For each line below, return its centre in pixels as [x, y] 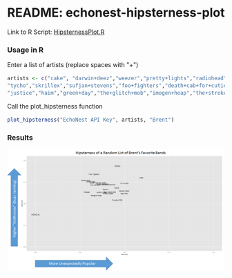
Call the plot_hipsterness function [55, 106]
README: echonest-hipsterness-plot [116, 13]
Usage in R [25, 50]
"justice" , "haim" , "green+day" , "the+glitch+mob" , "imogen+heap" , [100, 93]
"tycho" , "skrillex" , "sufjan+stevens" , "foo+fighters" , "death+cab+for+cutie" [118, 86]
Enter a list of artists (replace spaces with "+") [73, 65]
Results [20, 138]
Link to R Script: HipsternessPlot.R [56, 32]
